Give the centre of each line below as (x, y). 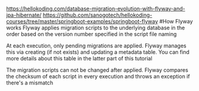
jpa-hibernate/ (24, 15)
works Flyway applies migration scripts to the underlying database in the (96, 28)
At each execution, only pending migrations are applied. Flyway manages (96, 45)
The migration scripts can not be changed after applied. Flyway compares (97, 70)
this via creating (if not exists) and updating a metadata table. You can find (98, 52)
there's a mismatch (30, 83)
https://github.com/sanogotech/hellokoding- (97, 15)
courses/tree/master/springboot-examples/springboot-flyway (82, 21)
